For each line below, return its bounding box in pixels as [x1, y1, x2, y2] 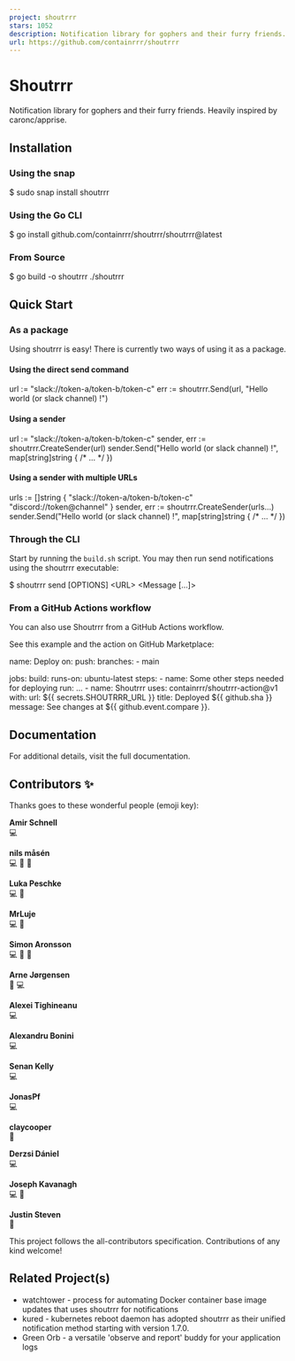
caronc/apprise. [9, 114, 68, 125]
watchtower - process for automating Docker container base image [21, 1295, 268, 1305]
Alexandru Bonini [9, 1030, 74, 1041]
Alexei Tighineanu [9, 999, 78, 1010]
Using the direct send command [9, 364, 130, 375]
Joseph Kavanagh [9, 1178, 78, 1189]
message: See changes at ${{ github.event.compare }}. [9, 702, 210, 712]
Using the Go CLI [9, 209, 82, 222]
